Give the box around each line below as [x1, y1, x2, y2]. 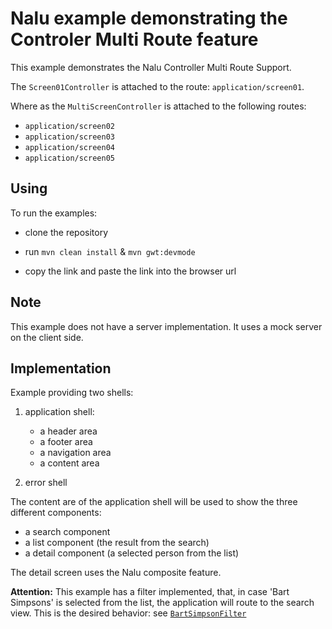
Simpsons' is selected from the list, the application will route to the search [10, 597, 315, 609]
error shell [24, 477, 68, 489]
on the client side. [10, 331, 84, 343]
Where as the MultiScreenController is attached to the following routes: [10, 100, 307, 112]
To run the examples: [10, 207, 98, 219]
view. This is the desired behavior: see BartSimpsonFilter [10, 607, 247, 619]
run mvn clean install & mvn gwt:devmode [24, 245, 196, 257]
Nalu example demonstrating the [10, 7, 288, 30]
